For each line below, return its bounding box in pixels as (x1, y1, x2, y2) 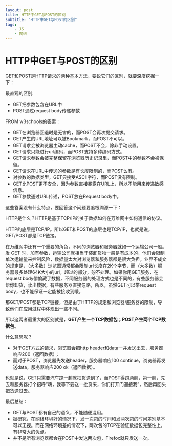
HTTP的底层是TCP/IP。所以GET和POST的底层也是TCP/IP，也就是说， (5, 226, 153, 232)
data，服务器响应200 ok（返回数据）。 (17, 363, 98, 370)
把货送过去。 (5, 388, 32, 394)
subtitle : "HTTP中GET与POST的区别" (5, 17, 78, 22)
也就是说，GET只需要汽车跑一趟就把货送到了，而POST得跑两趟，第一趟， (5, 375, 161, 381)
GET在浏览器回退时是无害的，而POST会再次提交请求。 (12, 129, 128, 135)
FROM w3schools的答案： (5, 118, 60, 125)
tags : (5, 22, 17, 27)
